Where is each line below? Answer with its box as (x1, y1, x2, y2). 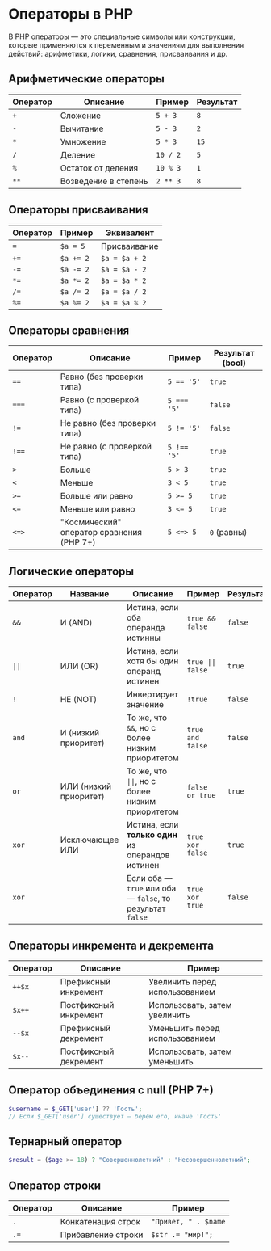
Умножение (60, 136, 106, 147)
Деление (60, 149, 96, 160)
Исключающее (60, 834, 119, 845)
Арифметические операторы (8, 72, 165, 86)
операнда (126, 622, 165, 634)
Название (69, 588, 110, 600)
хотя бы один (126, 655, 179, 667)
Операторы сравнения (8, 323, 130, 337)
